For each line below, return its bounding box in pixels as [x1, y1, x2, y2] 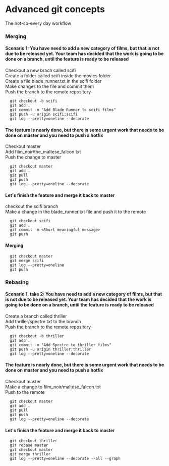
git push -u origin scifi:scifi [10, 112, 78, 117]
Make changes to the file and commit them [5, 83, 94, 89]
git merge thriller [10, 452, 51, 457]
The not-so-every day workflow [5, 20, 72, 26]
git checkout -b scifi [10, 98, 58, 104]
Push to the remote [5, 389, 45, 395]
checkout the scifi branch [5, 203, 59, 210]
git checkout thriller [10, 438, 58, 444]
